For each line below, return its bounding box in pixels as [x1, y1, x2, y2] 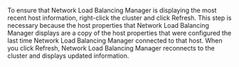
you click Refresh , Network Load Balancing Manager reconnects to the [7, 44, 215, 52]
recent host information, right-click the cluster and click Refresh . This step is [7, 14, 232, 22]
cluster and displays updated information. [7, 51, 129, 60]
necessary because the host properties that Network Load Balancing [7, 21, 210, 29]
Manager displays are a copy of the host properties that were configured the [7, 29, 232, 37]
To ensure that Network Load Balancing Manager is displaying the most [7, 6, 217, 14]
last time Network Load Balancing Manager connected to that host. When [7, 36, 223, 45]
